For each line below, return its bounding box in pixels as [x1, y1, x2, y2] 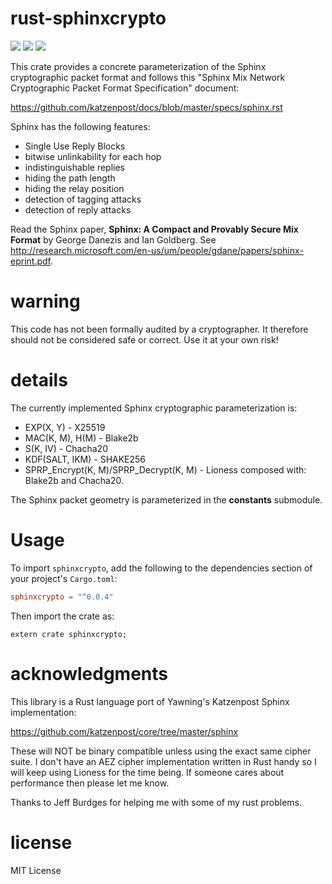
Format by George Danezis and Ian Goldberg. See [10, 233, 217, 246]
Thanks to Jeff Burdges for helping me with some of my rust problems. [10, 796, 303, 808]
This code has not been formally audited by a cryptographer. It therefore [10, 323, 309, 335]
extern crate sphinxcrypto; [10, 629, 128, 639]
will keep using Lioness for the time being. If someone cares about [10, 766, 285, 778]
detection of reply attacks [24, 203, 132, 216]
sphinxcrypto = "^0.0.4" [10, 592, 114, 602]
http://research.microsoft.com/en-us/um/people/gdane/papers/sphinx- [10, 244, 304, 256]
